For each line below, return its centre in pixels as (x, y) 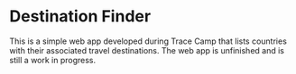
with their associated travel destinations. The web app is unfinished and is (147, 50)
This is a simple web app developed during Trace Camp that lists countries (148, 41)
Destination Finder (80, 16)
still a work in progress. (53, 60)
